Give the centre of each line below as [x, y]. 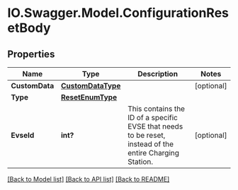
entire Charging [153, 153]
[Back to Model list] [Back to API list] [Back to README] [89, 179]
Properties [31, 54]
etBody [29, 28]
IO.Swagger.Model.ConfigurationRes [118, 13]
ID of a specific [153, 118]
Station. [140, 162]
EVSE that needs [155, 126]
